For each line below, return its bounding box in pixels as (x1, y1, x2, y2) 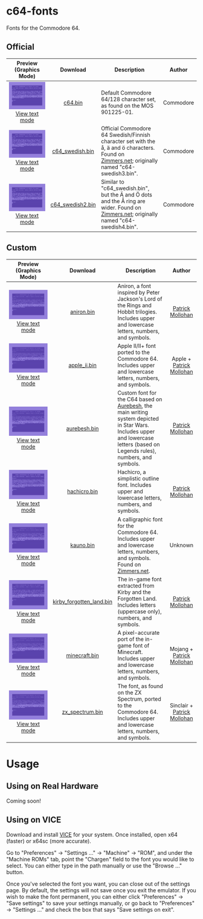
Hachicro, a (117, 469, 146, 476)
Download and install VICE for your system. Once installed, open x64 (6, 830, 178, 838)
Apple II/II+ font (117, 342, 156, 349)
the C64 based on (117, 396, 163, 403)
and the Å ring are (100, 198, 146, 205)
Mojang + (169, 645, 193, 652)
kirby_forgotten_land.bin (52, 598, 113, 606)
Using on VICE (6, 815, 62, 825)
